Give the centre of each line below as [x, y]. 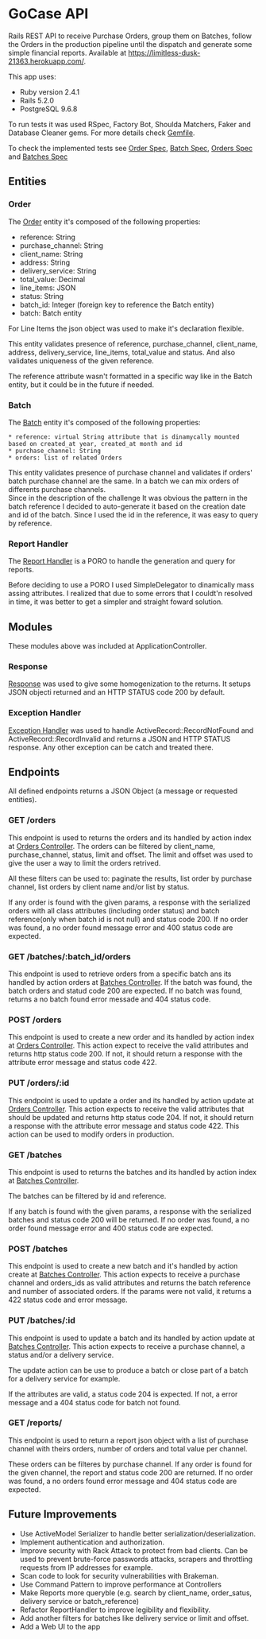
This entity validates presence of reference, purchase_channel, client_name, [133, 343]
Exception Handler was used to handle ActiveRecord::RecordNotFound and [131, 730]
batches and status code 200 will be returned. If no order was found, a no [129, 1219]
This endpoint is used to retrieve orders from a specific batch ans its [120, 974]
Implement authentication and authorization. [92, 1542]
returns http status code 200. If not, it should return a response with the [125, 1054]
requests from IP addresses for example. [86, 1567]
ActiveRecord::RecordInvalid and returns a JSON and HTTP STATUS [120, 738]
